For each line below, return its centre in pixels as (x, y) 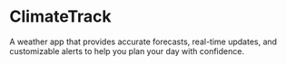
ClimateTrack (60, 17)
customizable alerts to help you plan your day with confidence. (127, 51)
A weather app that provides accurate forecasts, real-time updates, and (143, 42)
